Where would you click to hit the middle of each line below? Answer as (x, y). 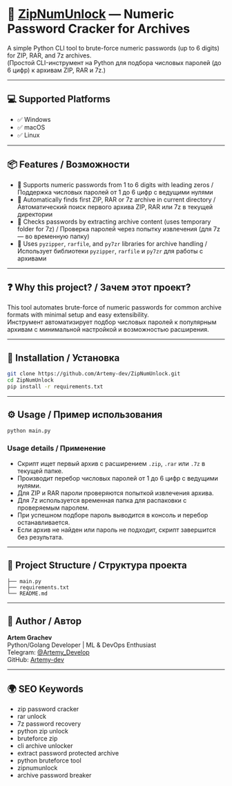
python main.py (29, 431)
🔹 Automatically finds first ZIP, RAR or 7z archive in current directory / (116, 199)
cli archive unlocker (45, 746)
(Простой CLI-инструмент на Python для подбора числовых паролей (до (114, 62)
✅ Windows (34, 119)
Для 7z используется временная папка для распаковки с (102, 500)
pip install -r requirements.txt (55, 386)
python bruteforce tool (49, 760)
